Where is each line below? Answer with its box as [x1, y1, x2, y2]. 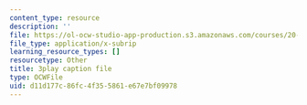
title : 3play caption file [9, 65, 112, 74]
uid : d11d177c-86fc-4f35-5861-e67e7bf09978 [9, 81, 178, 90]
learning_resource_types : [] [9, 47, 121, 57]
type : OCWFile [9, 73, 64, 82]
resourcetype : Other [9, 56, 89, 65]
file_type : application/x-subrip [9, 38, 137, 48]
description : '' [9, 22, 71, 31]
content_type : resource [9, 13, 101, 23]
